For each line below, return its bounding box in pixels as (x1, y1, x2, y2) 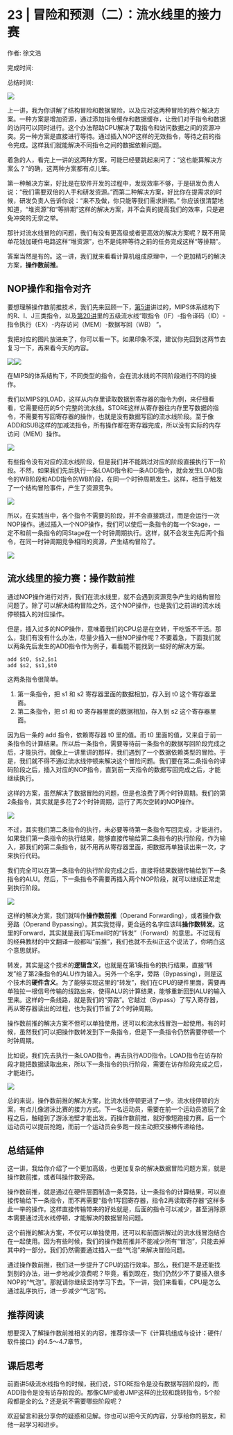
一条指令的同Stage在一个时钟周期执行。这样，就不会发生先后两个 (31, 528, 218, 536)
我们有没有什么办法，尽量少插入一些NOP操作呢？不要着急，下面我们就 (19, 633, 221, 641)
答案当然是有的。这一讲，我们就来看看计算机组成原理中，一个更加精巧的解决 (7, 252, 226, 260)
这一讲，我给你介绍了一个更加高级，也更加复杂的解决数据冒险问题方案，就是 (7, 1164, 226, 1172)
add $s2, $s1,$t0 (7, 662, 58, 669)
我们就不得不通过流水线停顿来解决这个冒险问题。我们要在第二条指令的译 (19, 756, 226, 765)
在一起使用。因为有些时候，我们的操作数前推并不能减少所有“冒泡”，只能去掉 (7, 1237, 225, 1245)
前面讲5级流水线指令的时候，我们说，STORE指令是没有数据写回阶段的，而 (7, 1379, 219, 1388)
